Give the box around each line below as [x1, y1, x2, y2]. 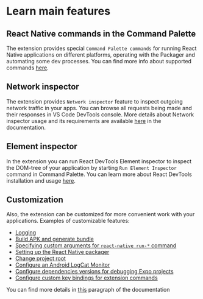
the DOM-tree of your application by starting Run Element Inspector [6, 164, 177, 171]
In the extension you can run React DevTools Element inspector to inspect [6, 157, 192, 165]
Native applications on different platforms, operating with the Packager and [6, 51, 195, 58]
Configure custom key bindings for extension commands [15, 274, 158, 281]
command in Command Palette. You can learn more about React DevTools [6, 171, 192, 178]
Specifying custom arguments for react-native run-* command [15, 242, 177, 249]
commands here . [6, 64, 49, 71]
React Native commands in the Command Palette [6, 29, 196, 39]
